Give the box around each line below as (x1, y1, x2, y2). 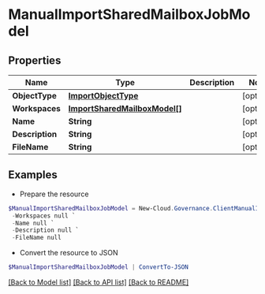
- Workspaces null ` (11, 211, 77, 220)
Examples (8, 168, 58, 182)
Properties (8, 54, 62, 67)
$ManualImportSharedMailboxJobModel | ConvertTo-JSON (8, 263, 189, 271)
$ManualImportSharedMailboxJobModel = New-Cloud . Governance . (8, 204, 214, 212)
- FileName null (11, 234, 62, 242)
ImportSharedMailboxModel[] (68, 103, 183, 114)
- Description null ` (11, 226, 80, 234)
